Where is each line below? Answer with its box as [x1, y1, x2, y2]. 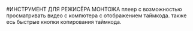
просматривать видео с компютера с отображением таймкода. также [6, 12, 187, 19]
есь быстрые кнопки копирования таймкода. [6, 18, 122, 25]
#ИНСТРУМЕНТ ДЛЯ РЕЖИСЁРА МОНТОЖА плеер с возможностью [6, 6, 182, 13]
